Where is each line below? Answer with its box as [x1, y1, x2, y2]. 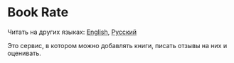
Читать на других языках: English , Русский [7, 28, 137, 36]
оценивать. [7, 49, 41, 57]
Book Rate [7, 4, 69, 21]
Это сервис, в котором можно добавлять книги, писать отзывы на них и [7, 41, 228, 50]
